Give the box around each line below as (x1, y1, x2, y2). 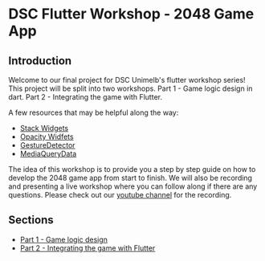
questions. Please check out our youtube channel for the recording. (8, 190, 232, 199)
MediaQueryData (19, 149, 77, 158)
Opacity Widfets (19, 132, 74, 141)
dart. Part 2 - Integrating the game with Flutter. (8, 92, 163, 101)
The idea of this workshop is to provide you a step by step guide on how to (8, 165, 256, 173)
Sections (8, 214, 54, 227)
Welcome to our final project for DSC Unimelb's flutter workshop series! (8, 75, 247, 84)
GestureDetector (19, 141, 75, 149)
